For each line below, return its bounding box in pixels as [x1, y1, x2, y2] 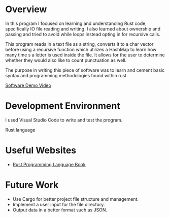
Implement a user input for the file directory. [12, 201, 105, 207]
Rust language [5, 127, 36, 133]
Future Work [5, 179, 59, 191]
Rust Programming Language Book [12, 161, 86, 167]
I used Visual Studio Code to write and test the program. [5, 117, 123, 123]
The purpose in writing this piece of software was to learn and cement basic [5, 67, 165, 73]
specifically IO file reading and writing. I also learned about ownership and [5, 25, 161, 32]
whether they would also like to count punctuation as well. [5, 57, 127, 63]
